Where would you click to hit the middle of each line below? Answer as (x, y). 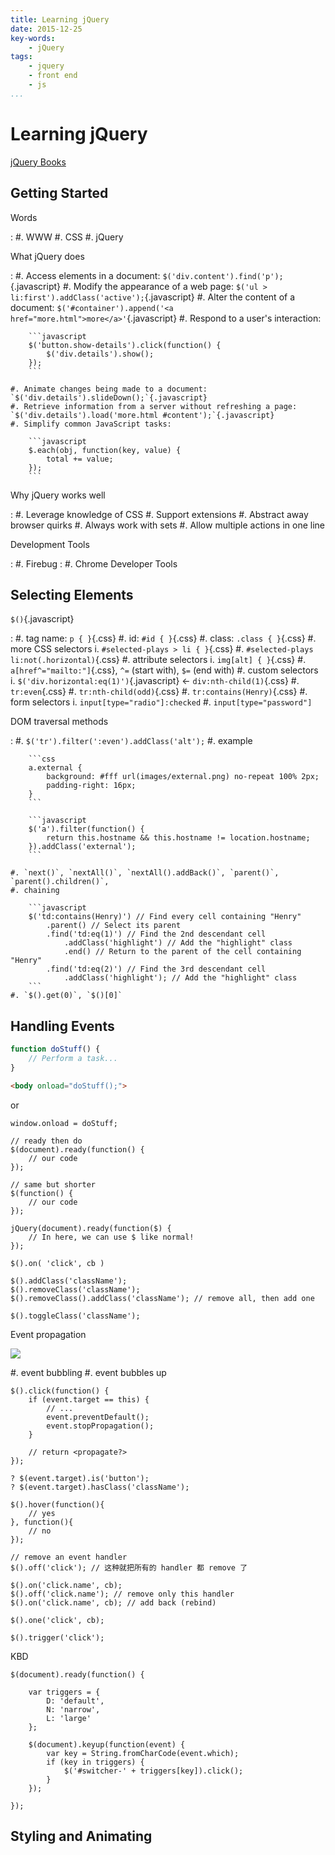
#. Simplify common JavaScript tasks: (91, 424)
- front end (53, 76)
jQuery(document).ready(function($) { (91, 1228)
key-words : (33, 38)
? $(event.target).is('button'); (80, 1478)
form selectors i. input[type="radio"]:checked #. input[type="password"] (161, 702)
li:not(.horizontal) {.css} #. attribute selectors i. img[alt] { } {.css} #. (158, 660)
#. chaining (35, 891)
